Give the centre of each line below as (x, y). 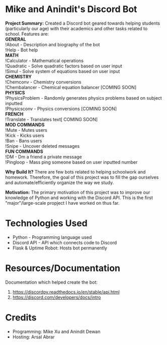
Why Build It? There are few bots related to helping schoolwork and (75, 171)
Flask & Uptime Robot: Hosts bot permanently (60, 248)
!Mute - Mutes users (26, 130)
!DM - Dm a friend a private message (44, 156)
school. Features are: (27, 34)
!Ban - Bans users (24, 141)
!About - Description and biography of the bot (53, 44)
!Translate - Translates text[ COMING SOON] (52, 119)
